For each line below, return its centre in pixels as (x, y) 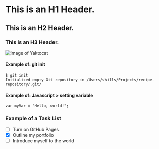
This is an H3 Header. (32, 42)
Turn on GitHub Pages (36, 129)
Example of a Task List (33, 118)
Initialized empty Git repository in (45, 80)
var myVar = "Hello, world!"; (37, 106)
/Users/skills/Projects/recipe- (121, 80)
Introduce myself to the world (43, 141)
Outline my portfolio (33, 135)
